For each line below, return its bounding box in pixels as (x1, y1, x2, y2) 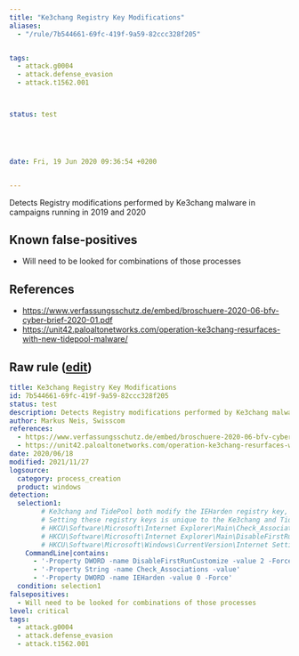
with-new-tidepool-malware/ (21, 334, 128, 344)
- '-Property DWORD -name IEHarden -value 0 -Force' (32, 573, 233, 583)
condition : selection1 (17, 582, 101, 591)
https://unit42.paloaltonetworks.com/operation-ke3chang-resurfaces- (21, 324, 281, 335)
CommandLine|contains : (25, 548, 109, 557)
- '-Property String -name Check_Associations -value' (32, 565, 241, 574)
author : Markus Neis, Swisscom (9, 416, 125, 425)
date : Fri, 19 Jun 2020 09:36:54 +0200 (9, 157, 158, 166)
